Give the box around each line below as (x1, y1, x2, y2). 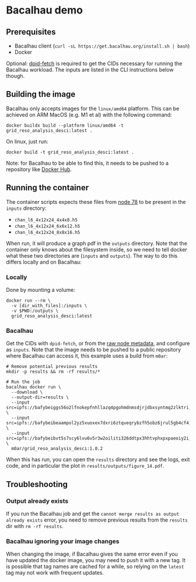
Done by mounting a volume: (6, 286, 75, 293)
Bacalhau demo (6, 4, 83, 17)
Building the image (6, 89, 76, 100)
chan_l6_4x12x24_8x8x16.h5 (14, 229, 80, 235)
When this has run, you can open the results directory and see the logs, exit (6, 456, 190, 463)
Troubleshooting (6, 479, 68, 489)
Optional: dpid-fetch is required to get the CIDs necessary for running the (6, 60, 183, 67)
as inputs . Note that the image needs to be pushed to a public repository (6, 346, 181, 353)
